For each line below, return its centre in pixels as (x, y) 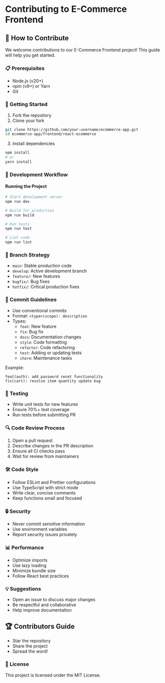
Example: (15, 368)
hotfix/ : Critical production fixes (46, 287)
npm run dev (17, 201)
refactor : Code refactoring (47, 347)
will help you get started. (30, 55)
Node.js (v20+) (28, 81)
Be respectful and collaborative (44, 605)
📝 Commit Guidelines (31, 300)
